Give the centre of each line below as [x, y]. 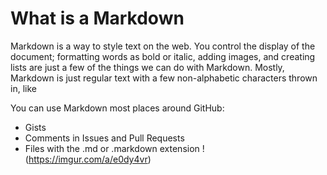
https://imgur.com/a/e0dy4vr [88, 159]
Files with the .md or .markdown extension [112, 148]
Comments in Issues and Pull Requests [104, 138]
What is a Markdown [97, 18]
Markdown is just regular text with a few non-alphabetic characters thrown [164, 78]
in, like [23, 88]
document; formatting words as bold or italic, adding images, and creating [163, 56]
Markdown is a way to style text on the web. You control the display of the [163, 46]
